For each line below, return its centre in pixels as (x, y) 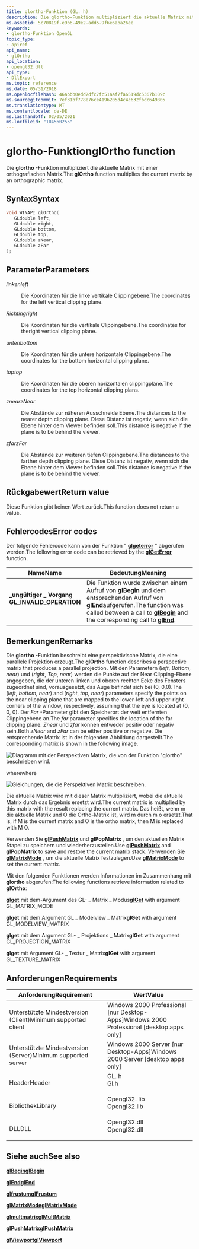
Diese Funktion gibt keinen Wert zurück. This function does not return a (93, 506)
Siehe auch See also (43, 1157)
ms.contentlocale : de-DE (37, 111)
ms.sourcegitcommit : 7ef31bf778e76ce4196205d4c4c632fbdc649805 (86, 100)
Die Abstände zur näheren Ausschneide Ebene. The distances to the (104, 412)
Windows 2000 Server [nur (145, 1044)
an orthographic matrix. (35, 180)
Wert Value (148, 994)
